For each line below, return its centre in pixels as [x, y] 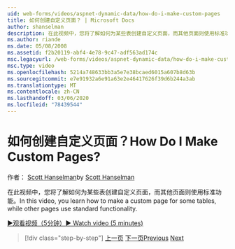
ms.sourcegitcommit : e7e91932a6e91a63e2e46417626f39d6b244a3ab [101, 79]
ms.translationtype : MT [42, 85]
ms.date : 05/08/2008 [37, 46]
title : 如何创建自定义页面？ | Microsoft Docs [71, 20]
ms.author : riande [34, 40]
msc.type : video [31, 66]
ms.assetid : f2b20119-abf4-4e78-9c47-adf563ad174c [83, 53]
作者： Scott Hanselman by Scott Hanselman [71, 177]
